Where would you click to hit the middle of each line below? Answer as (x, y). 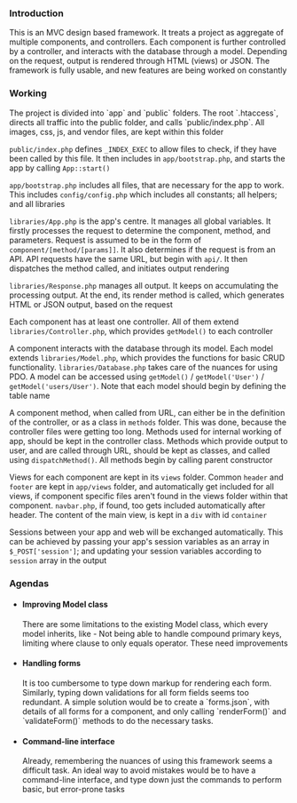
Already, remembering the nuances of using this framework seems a (147, 761)
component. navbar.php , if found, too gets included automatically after (137, 505)
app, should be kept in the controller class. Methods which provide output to (148, 441)
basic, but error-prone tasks (74, 790)
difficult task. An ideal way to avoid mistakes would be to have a (139, 770)
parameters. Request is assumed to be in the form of (106, 240)
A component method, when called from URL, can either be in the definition (147, 412)
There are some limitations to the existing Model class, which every (145, 624)
